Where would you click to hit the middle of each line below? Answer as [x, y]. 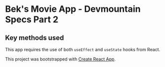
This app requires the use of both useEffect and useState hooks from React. [83, 50]
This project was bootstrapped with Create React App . [61, 59]
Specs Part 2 [32, 19]
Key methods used [35, 38]
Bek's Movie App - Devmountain [73, 9]
